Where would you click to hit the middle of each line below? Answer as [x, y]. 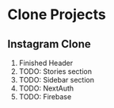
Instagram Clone [49, 44]
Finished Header [46, 63]
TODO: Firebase [45, 96]
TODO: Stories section [55, 71]
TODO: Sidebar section [56, 80]
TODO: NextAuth [46, 88]
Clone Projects [57, 15]
